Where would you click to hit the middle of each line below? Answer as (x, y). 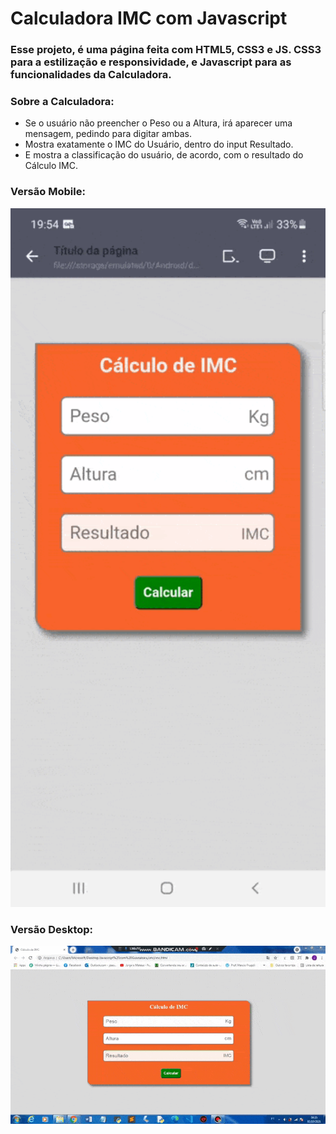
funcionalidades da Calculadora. (91, 75)
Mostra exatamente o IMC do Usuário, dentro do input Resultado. (159, 144)
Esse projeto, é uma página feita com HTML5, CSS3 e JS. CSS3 (166, 50)
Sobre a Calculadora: (62, 102)
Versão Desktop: (52, 929)
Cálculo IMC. (51, 166)
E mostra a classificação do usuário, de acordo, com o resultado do (164, 155)
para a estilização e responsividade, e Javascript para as (151, 62)
